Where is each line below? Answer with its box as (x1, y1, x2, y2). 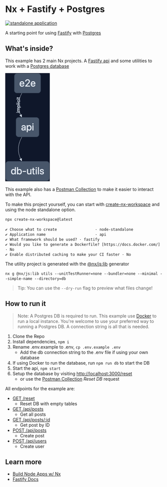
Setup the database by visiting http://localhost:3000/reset (12, 370, 132, 377)
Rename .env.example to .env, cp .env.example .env (12, 344, 121, 350)
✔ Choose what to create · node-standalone (5, 227, 134, 232)
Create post (20, 432, 45, 438)
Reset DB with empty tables (20, 400, 78, 407)
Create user (20, 443, 45, 449)
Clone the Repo (12, 333, 45, 339)
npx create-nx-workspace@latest (5, 217, 73, 222)
